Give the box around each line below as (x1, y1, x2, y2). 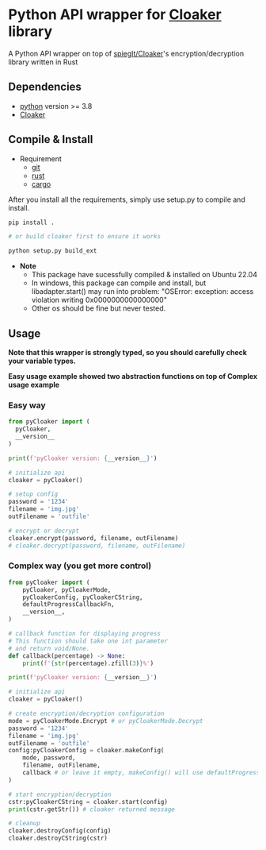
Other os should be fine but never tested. (31, 303, 166, 313)
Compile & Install (8, 133, 93, 146)
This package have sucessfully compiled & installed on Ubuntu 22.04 (31, 270, 257, 280)
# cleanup (8, 820, 41, 828)
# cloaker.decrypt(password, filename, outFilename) (8, 542, 186, 550)
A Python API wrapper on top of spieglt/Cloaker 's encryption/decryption (8, 48, 244, 58)
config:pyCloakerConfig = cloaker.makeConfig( (8, 747, 165, 755)
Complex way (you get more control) (8, 560, 152, 571)
